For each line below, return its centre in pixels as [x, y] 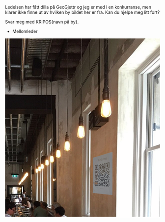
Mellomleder [25, 31]
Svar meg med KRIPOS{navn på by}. [42, 22]
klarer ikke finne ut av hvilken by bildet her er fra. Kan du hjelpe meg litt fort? [82, 12]
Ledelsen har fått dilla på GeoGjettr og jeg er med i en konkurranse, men [78, 7]
